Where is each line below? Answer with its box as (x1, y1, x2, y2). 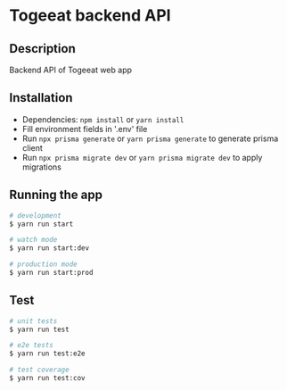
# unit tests (9, 316, 58, 326)
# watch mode (9, 236, 58, 245)
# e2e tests (9, 341, 53, 350)
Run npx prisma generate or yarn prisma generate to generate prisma (21, 133, 279, 144)
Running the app (9, 187, 102, 203)
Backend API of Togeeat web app (9, 64, 132, 75)
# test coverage (9, 365, 70, 375)
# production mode (9, 260, 78, 269)
